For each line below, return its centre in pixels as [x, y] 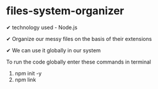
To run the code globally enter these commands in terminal [79, 62]
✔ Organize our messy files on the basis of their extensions [79, 39]
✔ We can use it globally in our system [54, 50]
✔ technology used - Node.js [42, 27]
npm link [25, 80]
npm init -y [28, 73]
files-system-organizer [65, 11]
